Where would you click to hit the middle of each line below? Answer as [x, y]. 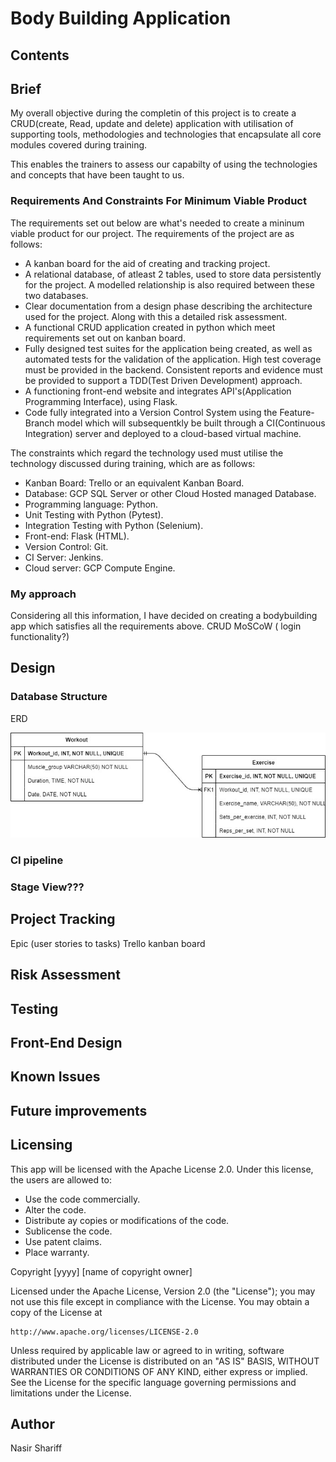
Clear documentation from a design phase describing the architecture [168, 306]
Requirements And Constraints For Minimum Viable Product [158, 201]
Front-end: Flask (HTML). [77, 536]
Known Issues [55, 1077]
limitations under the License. [71, 1393]
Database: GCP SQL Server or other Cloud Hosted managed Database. [170, 493]
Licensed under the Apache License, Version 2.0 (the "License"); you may [163, 1291]
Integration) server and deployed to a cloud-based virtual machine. [163, 433]
